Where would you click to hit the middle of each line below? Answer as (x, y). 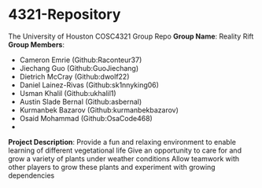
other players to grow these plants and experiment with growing (112, 167)
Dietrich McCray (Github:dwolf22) (74, 76)
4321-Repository (65, 15)
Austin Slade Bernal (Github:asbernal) (81, 101)
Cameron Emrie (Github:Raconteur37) (81, 60)
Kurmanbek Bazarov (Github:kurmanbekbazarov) (99, 110)
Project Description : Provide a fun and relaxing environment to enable (122, 142)
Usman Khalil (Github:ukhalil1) (68, 93)
